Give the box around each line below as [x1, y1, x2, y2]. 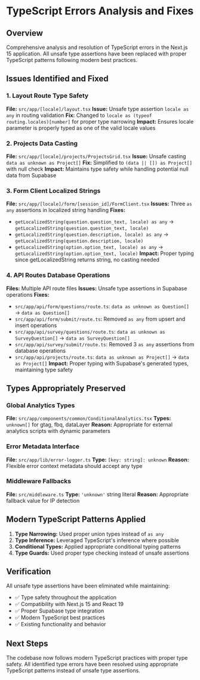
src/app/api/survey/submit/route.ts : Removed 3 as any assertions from [14, 340, 195, 347]
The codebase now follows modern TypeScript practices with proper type [6, 654, 188, 661]
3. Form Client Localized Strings [6, 186, 101, 195]
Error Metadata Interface [6, 442, 79, 451]
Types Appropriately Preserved [6, 383, 126, 393]
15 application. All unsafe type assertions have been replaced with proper [6, 50, 187, 57]
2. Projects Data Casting [6, 139, 78, 147]
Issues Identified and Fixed [6, 73, 109, 84]
